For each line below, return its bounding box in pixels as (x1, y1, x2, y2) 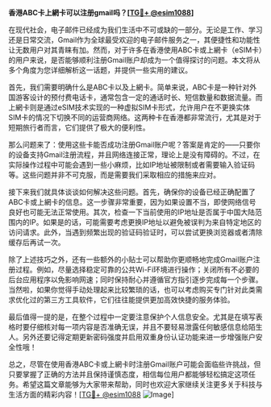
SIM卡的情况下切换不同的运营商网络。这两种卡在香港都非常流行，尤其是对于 (8, 113, 262, 122)
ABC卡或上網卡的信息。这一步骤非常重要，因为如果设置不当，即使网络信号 (8, 197, 256, 206)
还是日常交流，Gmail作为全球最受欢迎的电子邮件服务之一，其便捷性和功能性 (8, 35, 261, 44)
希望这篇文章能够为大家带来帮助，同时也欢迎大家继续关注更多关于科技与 (22, 380, 263, 389)
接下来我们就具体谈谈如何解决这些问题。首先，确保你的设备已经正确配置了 (8, 187, 256, 197)
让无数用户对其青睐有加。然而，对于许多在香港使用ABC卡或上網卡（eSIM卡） (8, 45, 263, 55)
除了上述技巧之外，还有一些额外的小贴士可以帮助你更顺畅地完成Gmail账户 (8, 255, 254, 264)
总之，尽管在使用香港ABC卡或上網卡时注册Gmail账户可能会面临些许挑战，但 (8, 359, 261, 369)
